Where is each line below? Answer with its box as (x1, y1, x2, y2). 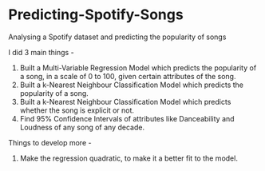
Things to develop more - (8, 137, 92, 147)
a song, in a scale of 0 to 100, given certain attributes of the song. (19, 71, 236, 81)
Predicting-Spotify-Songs (8, 6, 184, 24)
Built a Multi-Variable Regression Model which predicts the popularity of (19, 62, 257, 73)
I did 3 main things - (8, 47, 74, 57)
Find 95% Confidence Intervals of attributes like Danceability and (19, 113, 235, 123)
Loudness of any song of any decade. (19, 122, 145, 132)
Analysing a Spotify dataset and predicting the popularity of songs (8, 32, 227, 42)
